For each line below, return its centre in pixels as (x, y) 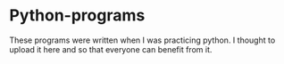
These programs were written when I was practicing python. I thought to (142, 40)
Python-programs (77, 16)
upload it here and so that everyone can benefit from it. (111, 49)
